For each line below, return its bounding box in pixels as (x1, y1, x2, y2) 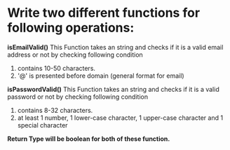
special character (17, 121, 68, 129)
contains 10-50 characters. (17, 64, 96, 72)
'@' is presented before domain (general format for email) (17, 71, 184, 80)
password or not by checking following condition (7, 93, 149, 101)
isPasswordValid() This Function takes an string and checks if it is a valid (7, 85, 219, 93)
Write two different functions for (7, 5, 201, 21)
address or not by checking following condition (7, 50, 144, 59)
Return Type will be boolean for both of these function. (7, 135, 170, 143)
